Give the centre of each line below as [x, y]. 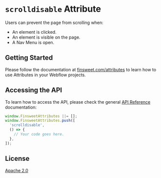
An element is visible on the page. [46, 37]
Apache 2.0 [17, 170]
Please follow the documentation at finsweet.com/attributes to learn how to [81, 69]
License [17, 159]
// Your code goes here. [39, 134]
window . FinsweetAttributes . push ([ [40, 121]
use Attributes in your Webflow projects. [46, 75]
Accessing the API [34, 90]
